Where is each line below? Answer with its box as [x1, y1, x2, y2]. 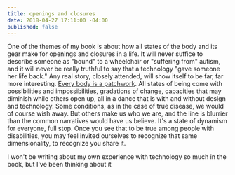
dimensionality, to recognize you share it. [7, 139, 126, 148]
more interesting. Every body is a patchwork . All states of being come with [7, 80, 222, 88]
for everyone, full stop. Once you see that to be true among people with [7, 124, 214, 133]
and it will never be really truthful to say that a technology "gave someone [7, 64, 221, 73]
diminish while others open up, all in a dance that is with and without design [7, 94, 226, 103]
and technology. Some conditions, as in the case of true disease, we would [7, 102, 224, 111]
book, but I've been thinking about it [7, 160, 112, 169]
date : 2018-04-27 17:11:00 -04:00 [7, 17, 109, 24]
